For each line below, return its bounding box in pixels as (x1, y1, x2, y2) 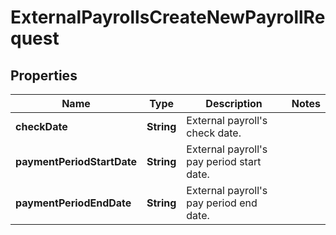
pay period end (186, 196, 258, 210)
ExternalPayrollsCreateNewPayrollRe (10, 6, 326, 29)
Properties (10, 67, 78, 84)
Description (205, 97, 263, 110)
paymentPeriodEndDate (15, 196, 132, 210)
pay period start (186, 155, 262, 168)
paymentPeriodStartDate (15, 155, 137, 168)
